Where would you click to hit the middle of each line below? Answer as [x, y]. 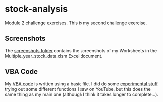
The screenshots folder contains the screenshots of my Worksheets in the [81, 50]
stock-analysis [37, 9]
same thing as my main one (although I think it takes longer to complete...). [81, 94]
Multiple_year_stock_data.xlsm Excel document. [54, 56]
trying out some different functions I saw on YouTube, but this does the [78, 89]
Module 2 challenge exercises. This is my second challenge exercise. [76, 23]
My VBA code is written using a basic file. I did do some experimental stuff [81, 84]
